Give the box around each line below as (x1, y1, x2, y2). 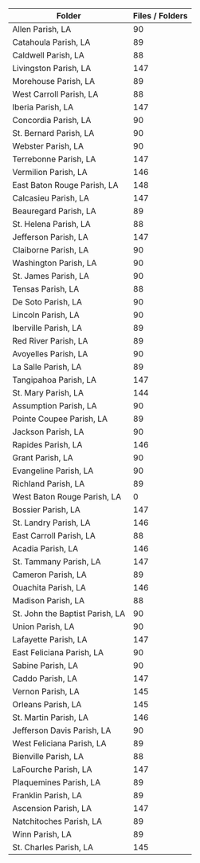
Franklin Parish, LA (12, 790, 82, 801)
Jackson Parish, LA (12, 427, 84, 437)
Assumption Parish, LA (12, 400, 97, 411)
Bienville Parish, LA (12, 751, 84, 762)
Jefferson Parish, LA (12, 232, 89, 242)
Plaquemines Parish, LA (12, 777, 101, 788)
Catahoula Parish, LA (12, 37, 91, 47)
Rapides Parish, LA (12, 439, 83, 450)
